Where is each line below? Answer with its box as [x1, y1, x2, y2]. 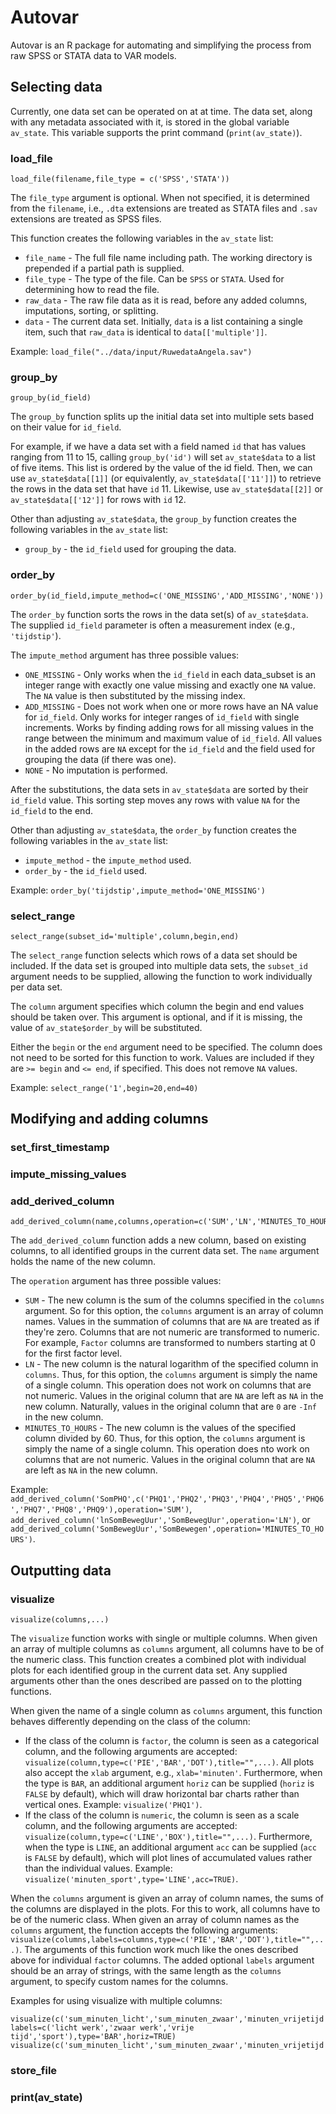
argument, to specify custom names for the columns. [10, 1976, 229, 1988]
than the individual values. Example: [24, 1862, 173, 1875]
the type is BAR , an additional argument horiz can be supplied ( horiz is [24, 1777, 315, 1790]
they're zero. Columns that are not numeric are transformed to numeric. [24, 1326, 320, 1338]
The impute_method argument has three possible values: [10, 649, 240, 661]
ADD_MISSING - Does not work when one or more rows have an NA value [24, 700, 319, 712]
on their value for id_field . [10, 421, 122, 433]
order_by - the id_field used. [24, 864, 148, 876]
